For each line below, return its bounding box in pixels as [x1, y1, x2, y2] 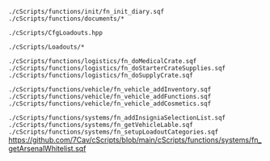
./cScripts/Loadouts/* [8, 43, 85, 51]
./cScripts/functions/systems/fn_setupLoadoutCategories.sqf [8, 128, 219, 136]
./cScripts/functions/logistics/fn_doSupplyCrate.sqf [8, 71, 194, 79]
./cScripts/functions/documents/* [8, 15, 125, 23]
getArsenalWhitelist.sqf [8, 144, 86, 153]
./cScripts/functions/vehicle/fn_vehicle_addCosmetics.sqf [8, 100, 212, 108]
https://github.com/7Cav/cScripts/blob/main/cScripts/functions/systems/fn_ [8, 135, 262, 145]
